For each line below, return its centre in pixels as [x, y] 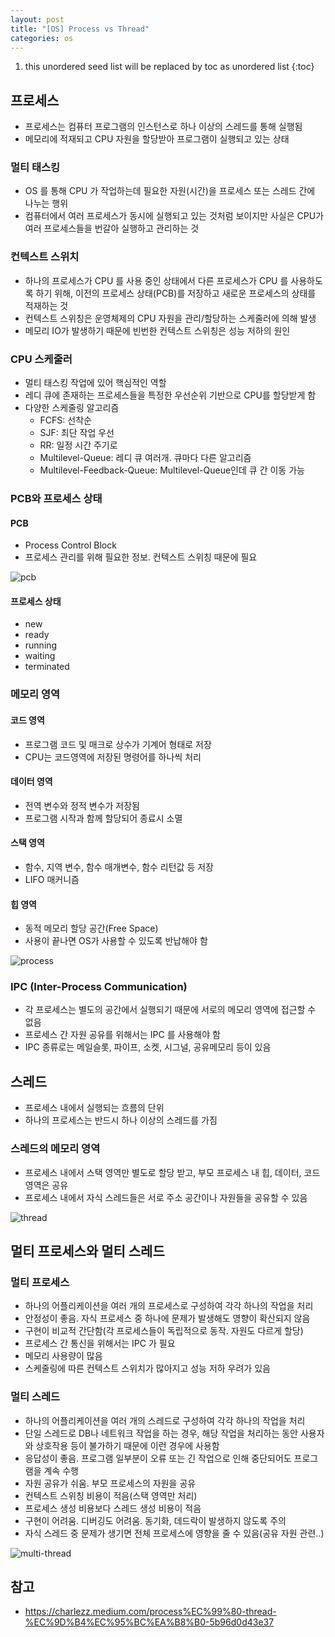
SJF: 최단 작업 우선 [77, 433]
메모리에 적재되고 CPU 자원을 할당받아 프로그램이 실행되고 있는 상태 [157, 139]
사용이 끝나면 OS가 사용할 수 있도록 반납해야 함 [116, 941]
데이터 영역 [31, 782]
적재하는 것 [46, 305]
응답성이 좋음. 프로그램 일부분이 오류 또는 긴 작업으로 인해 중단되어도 [158, 1458]
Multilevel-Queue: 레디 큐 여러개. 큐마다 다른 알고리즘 [145, 458]
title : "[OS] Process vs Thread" [80, 29]
